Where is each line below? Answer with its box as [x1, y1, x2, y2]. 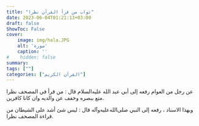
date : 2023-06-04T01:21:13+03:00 [6, 15, 92, 21]
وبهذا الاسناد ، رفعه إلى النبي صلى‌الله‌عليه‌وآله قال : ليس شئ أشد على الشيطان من [6, 106, 194, 113]
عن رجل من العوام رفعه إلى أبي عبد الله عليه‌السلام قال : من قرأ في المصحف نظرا [6, 88, 194, 95]
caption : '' [17, 49, 48, 55]
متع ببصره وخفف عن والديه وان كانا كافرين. [6, 94, 104, 102]
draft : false [6, 20, 40, 26]
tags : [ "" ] [6, 65, 34, 72]
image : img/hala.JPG [17, 37, 70, 43]
